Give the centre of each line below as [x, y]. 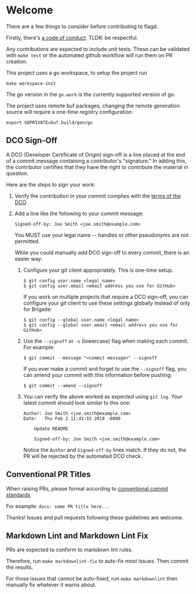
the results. [20, 567]
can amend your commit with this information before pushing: [98, 375]
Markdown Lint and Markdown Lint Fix [77, 536]
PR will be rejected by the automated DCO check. [82, 456]
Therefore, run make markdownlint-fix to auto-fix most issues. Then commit [97, 561]
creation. [17, 61]
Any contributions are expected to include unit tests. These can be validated [98, 49]
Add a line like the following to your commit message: [79, 213]
